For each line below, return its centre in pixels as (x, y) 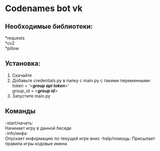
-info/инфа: (16, 133)
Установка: (23, 64)
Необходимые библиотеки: (49, 26)
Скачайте (22, 75)
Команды (20, 111)
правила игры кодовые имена (36, 143)
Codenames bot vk (44, 8)
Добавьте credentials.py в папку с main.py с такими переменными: (81, 80)
